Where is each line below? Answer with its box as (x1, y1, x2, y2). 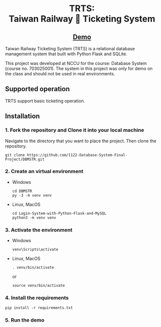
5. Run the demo (5, 317, 45, 324)
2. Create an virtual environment (5, 168, 84, 175)
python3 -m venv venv (12, 215, 56, 220)
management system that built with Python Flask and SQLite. (5, 51, 128, 57)
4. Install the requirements (5, 294, 69, 301)
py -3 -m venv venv (12, 193, 52, 198)
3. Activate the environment (5, 226, 73, 233)
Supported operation (5, 85, 70, 93)
